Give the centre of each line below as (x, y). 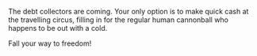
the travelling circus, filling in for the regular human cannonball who (118, 20)
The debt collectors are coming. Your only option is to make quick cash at (128, 11)
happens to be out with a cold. (58, 28)
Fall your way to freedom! (50, 43)
